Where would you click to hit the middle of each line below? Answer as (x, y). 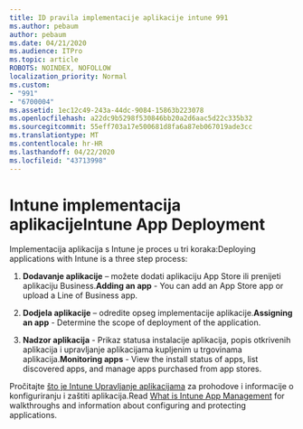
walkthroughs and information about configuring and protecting (128, 406)
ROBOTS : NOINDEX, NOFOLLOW (60, 69)
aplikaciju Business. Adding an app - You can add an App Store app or (153, 286)
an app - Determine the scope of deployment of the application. (142, 322)
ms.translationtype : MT (54, 135)
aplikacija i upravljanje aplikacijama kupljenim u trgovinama (132, 350)
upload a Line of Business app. (80, 295)
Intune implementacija (95, 205)
